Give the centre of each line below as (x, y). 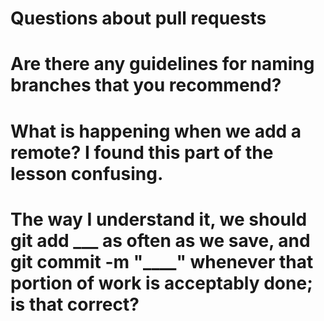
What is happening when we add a (156, 131)
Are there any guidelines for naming (162, 64)
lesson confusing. (87, 173)
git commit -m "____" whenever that (162, 261)
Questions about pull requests (138, 18)
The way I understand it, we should (159, 219)
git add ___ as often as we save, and (160, 240)
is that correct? (75, 304)
